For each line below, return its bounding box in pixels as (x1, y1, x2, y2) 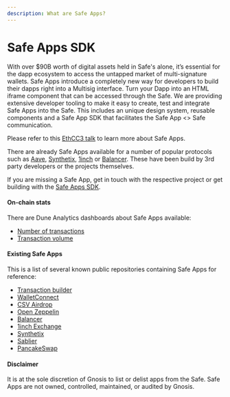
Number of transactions (16, 227, 84, 235)
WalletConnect (16, 293, 60, 301)
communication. (7, 121, 53, 129)
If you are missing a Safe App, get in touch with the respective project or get (7, 175, 223, 183)
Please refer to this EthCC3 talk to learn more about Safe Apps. (7, 134, 185, 142)
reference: (7, 272, 36, 280)
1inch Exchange (16, 322, 62, 330)
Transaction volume (16, 234, 73, 242)
